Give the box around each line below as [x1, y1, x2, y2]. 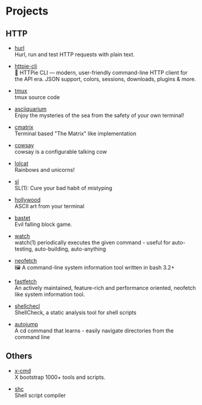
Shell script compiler [14, 392, 66, 399]
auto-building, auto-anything [34, 245, 106, 252]
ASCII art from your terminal [14, 203, 85, 209]
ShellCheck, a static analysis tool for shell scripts [14, 309, 137, 316]
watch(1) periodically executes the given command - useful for [14, 239, 171, 246]
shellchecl [14, 303, 41, 309]
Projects [5, 4, 49, 18]
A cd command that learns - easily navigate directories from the [14, 327, 174, 334]
